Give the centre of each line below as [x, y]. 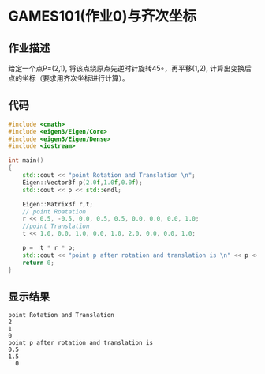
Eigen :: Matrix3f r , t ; [58, 204]
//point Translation [56, 226]
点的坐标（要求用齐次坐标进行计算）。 [69, 78]
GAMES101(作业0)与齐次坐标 [103, 16]
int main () [26, 161]
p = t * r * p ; [49, 248]
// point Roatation [54, 212]
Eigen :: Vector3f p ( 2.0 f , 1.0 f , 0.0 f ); [83, 183]
